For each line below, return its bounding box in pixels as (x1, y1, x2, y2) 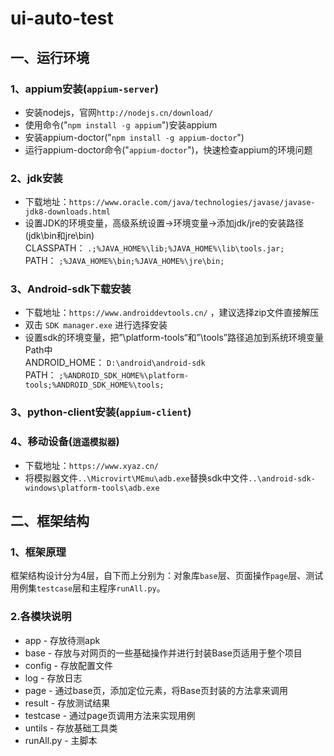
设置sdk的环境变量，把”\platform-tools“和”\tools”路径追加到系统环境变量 (24, 332, 324, 344)
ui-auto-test (10, 7, 114, 30)
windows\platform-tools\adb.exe (24, 483, 160, 493)
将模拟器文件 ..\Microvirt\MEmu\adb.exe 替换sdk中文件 (24, 472, 249, 484)
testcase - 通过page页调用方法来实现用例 (24, 709, 196, 721)
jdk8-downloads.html (24, 207, 111, 217)
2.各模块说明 (10, 610, 72, 624)
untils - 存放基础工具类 (24, 722, 118, 734)
